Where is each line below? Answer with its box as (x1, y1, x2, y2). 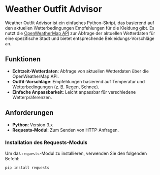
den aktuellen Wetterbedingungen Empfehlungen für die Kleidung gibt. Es (5, 25, 155, 31)
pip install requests (5, 165, 50, 170)
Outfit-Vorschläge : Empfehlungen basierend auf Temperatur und (12, 78, 145, 84)
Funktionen (5, 55, 41, 64)
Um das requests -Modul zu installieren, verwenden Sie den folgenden (5, 150, 147, 156)
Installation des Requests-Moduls (5, 139, 88, 146)
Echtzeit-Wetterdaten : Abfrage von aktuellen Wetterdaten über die (12, 68, 149, 74)
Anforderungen (5, 108, 54, 117)
